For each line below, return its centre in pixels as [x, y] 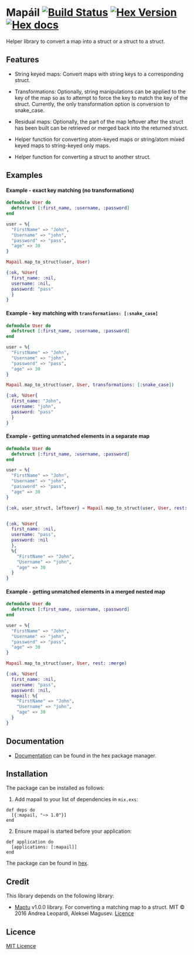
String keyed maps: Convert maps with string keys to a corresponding [99, 74]
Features [23, 60]
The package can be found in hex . [47, 863]
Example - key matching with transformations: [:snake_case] [82, 313]
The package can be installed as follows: [55, 788]
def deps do [21, 810]
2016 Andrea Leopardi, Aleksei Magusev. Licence [74, 913]
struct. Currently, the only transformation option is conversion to [92, 104]
